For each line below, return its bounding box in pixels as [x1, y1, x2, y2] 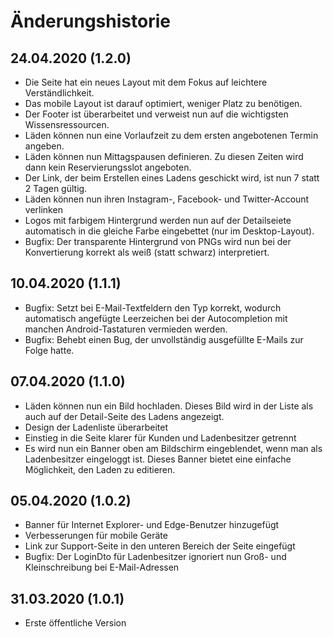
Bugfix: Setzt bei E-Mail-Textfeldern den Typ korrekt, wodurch [24, 301, 282, 314]
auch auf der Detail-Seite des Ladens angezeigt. [24, 410, 225, 422]
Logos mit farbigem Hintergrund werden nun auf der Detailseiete [24, 215, 292, 226]
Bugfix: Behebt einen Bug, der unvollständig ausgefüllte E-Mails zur [24, 333, 304, 345]
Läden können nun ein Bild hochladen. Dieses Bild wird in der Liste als [24, 400, 314, 412]
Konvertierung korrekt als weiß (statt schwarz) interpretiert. [24, 246, 270, 258]
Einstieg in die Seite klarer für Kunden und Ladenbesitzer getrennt [24, 431, 297, 444]
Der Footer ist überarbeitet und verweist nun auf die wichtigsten [24, 108, 289, 120]
